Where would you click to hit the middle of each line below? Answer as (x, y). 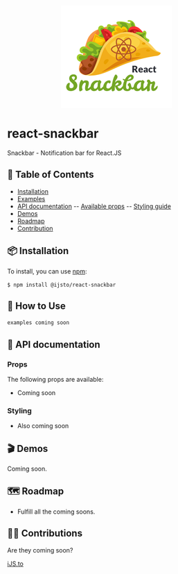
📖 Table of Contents (51, 175)
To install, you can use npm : (47, 271)
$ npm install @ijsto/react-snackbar (62, 285)
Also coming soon (43, 426)
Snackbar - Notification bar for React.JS (64, 153)
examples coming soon (38, 323)
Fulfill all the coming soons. (56, 512)
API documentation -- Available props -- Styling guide (94, 206)
